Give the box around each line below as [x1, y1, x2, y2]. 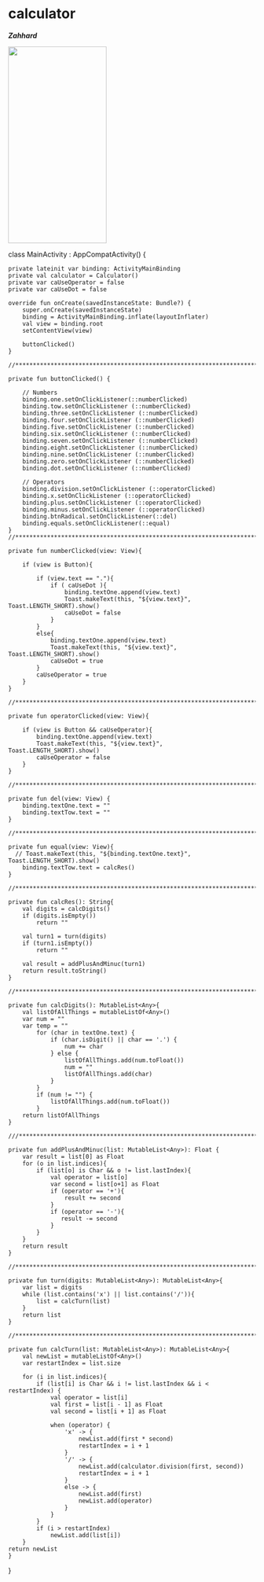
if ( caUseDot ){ [49, 581, 108, 589]
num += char [64, 1042, 104, 1050]
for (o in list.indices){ [22, 1160, 108, 1167]
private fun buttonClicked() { [8, 374, 111, 382]
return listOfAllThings [22, 1111, 101, 1119]
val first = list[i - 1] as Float [49, 1400, 163, 1408]
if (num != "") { [36, 1090, 93, 1098]
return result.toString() [22, 967, 108, 975]
